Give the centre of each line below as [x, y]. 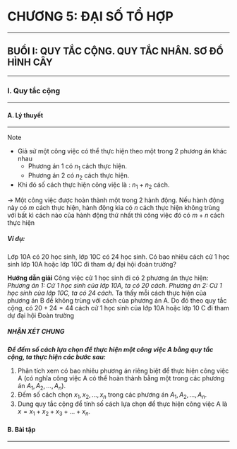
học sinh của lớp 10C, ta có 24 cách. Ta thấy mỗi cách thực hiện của [107, 293]
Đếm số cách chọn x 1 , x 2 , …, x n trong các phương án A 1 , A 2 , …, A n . [112, 396]
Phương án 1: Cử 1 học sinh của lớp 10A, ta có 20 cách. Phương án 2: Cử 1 [115, 285]
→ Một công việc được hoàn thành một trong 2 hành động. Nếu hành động [116, 200]
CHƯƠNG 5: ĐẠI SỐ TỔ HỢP [91, 17]
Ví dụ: [16, 239]
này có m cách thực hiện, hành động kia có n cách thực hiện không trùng [114, 207]
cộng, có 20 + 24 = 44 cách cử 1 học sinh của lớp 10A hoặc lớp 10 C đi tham [118, 308]
